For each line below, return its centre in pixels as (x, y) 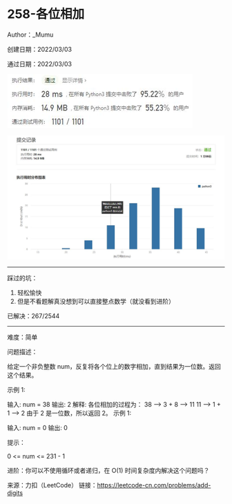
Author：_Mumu (30, 35)
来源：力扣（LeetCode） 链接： (52, 485)
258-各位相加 (46, 14)
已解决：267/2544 (33, 316)
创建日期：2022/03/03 (40, 49)
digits (15, 493)
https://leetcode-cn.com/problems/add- (154, 485)
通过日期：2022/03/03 (40, 64)
